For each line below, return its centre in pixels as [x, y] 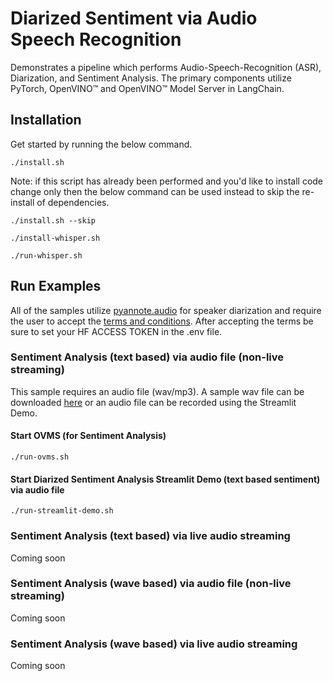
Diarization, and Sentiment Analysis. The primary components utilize [151, 78]
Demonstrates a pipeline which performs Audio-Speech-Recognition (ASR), [166, 67]
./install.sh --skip [53, 220]
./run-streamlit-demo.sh [62, 511]
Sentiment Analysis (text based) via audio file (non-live [147, 357]
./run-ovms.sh [40, 457]
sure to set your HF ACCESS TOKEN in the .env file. [116, 331]
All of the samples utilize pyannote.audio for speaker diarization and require [166, 310]
